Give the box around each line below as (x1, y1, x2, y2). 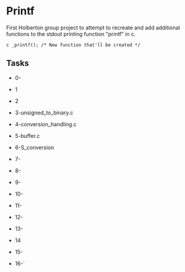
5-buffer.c (14, 132, 40, 139)
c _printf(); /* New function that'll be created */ (6, 42, 141, 48)
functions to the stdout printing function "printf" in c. (6, 30, 136, 37)
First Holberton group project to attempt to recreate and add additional (6, 24, 180, 31)
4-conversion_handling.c (14, 120, 77, 128)
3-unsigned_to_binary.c (14, 109, 74, 116)
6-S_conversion (14, 144, 54, 151)
